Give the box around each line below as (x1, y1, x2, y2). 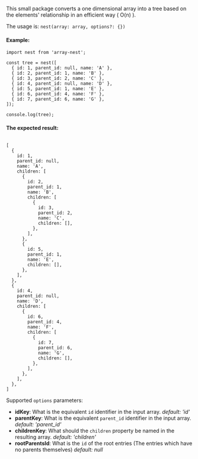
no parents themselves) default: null (14, 446, 103, 453)
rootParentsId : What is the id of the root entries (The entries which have (14, 440, 193, 447)
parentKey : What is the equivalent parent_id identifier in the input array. (14, 415, 191, 422)
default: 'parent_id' (14, 421, 62, 428)
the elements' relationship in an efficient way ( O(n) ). (6, 11, 136, 18)
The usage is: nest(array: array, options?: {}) (6, 23, 126, 30)
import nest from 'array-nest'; (6, 50, 86, 56)
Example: (6, 36, 30, 43)
